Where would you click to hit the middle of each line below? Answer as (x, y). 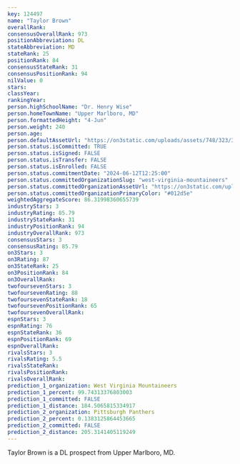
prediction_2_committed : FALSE (54, 425)
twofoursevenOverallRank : (46, 313)
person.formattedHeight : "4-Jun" (57, 120)
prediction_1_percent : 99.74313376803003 (70, 392)
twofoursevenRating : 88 (43, 293)
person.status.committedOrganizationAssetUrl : (78, 186)
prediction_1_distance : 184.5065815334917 (71, 405)
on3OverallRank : (31, 279)
